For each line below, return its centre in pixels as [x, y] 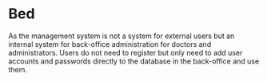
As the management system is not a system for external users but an [122, 36]
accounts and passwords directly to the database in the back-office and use [134, 61]
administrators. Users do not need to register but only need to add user [126, 52]
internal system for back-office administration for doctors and [110, 44]
